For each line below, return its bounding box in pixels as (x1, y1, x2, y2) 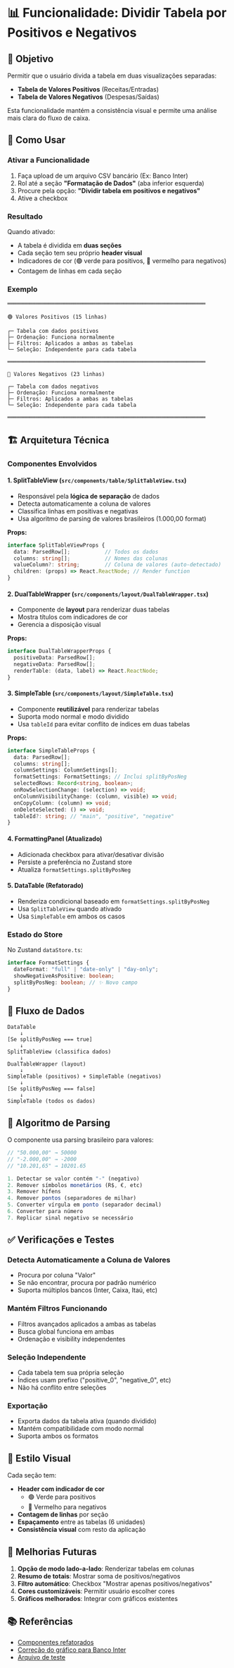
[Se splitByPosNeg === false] (7, 1085, 96, 1092)
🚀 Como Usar (7, 134, 66, 146)
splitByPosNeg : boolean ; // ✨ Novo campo (13, 979, 138, 986)
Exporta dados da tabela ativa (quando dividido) (17, 1417, 157, 1425)
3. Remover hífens (7, 1188, 61, 1195)
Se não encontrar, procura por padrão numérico (17, 1279, 157, 1287)
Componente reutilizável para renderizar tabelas (17, 705, 160, 713)
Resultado (7, 212, 44, 221)
